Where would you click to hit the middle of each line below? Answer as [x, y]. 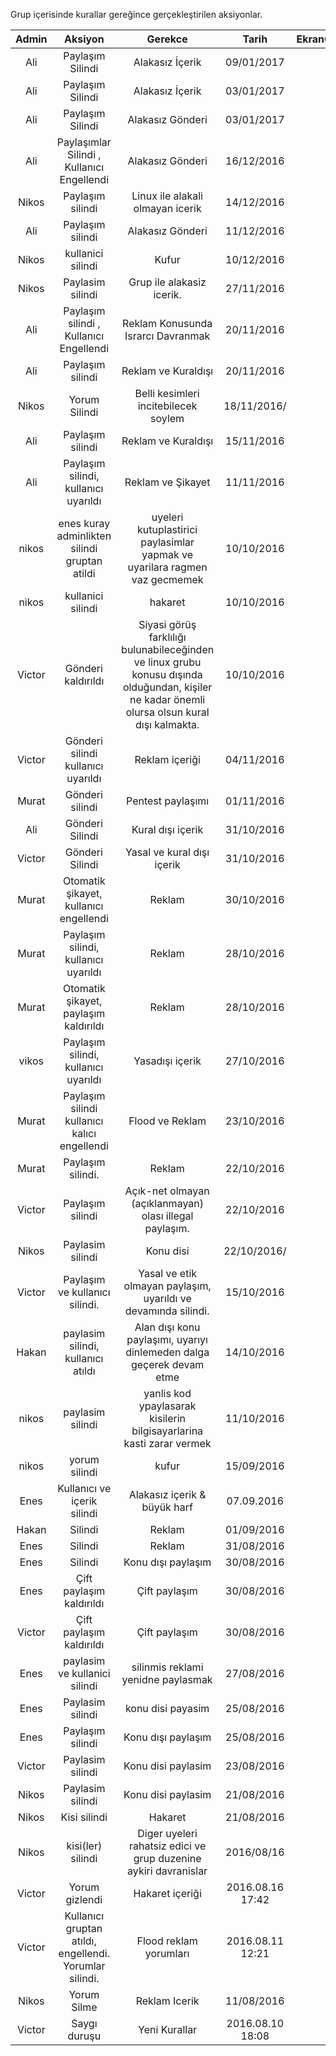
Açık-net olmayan [167, 1191]
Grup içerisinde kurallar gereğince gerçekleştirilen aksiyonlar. [136, 14]
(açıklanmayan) [167, 1203]
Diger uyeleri [167, 1833]
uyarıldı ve [167, 1298]
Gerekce [167, 39]
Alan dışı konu [167, 1327]
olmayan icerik [167, 208]
